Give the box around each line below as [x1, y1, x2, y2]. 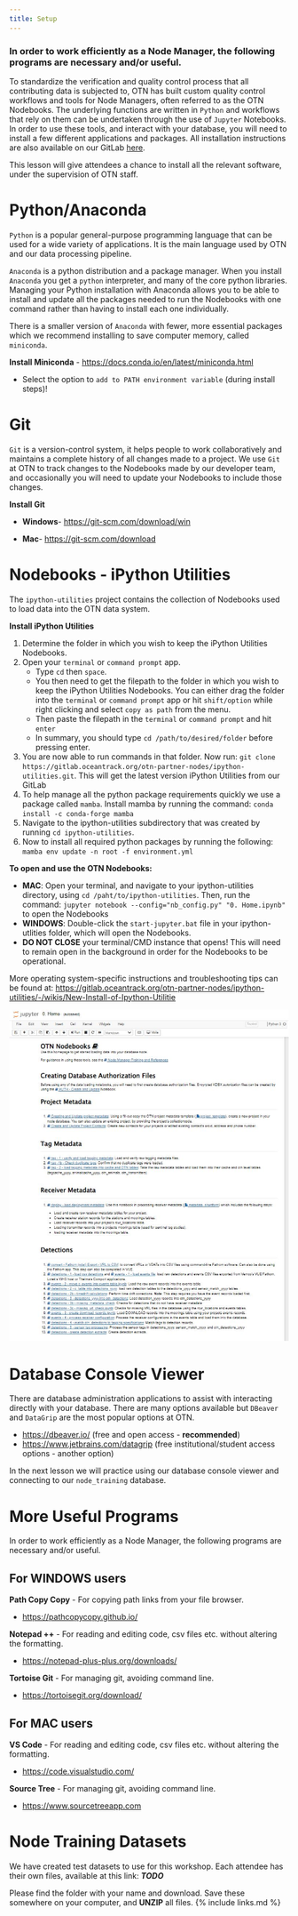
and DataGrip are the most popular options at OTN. [9, 1412, 195, 1423]
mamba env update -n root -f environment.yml [21, 847, 193, 856]
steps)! [21, 383, 48, 394]
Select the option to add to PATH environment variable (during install [21, 373, 276, 384]
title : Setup [9, 14, 58, 23]
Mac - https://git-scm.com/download [21, 533, 157, 544]
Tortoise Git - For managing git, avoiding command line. [9, 1672, 215, 1684]
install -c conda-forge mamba [21, 809, 135, 818]
